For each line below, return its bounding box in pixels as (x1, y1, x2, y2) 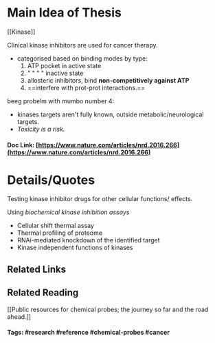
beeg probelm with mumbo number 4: (7, 96, 115, 105)
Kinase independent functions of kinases (16, 243, 133, 252)
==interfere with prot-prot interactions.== (27, 83, 146, 92)
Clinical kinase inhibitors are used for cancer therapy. (7, 41, 158, 49)
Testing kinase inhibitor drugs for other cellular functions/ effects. (7, 195, 193, 203)
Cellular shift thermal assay (16, 222, 95, 230)
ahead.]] (7, 312, 32, 321)
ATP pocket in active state (27, 61, 102, 70)
